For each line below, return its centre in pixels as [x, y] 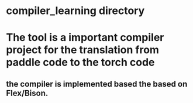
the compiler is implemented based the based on [97, 84]
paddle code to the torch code [80, 62]
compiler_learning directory [75, 11]
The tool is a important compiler [85, 38]
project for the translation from [83, 50]
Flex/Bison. [27, 93]
